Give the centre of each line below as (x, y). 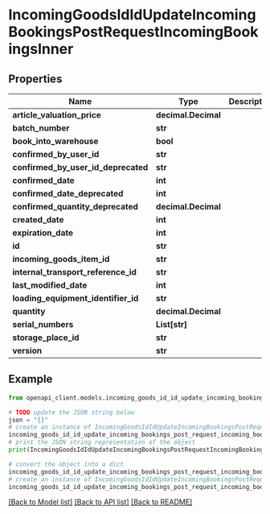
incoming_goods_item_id (61, 259)
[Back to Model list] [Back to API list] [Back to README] (100, 502)
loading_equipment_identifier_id (76, 298)
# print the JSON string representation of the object (102, 442)
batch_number (41, 128)
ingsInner (41, 49)
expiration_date (43, 233)
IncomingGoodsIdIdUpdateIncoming (132, 15)
